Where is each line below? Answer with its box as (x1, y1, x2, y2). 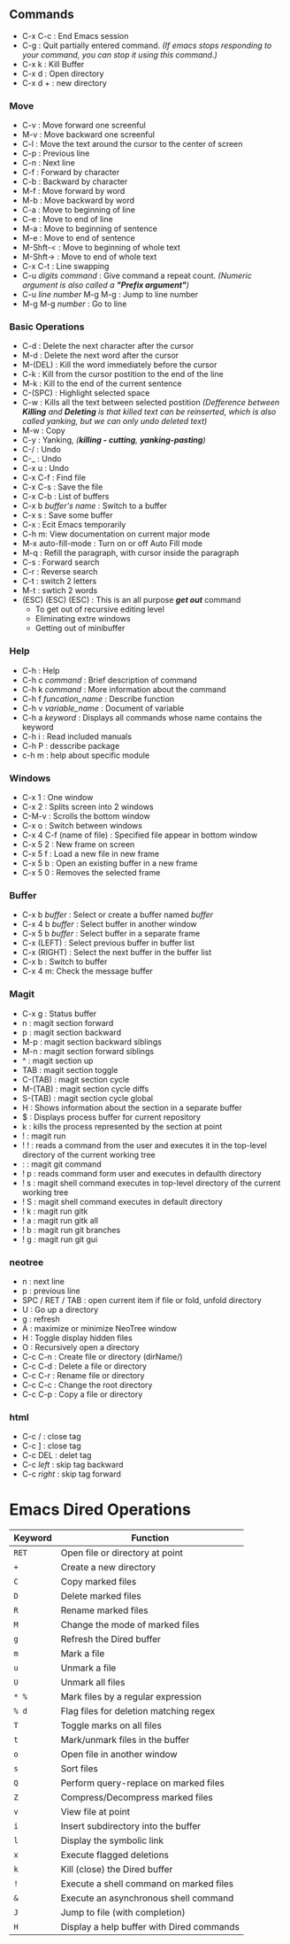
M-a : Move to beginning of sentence (21, 223, 157, 234)
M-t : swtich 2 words (21, 585, 98, 596)
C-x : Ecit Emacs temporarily (21, 520, 126, 530)
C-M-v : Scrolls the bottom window (21, 811, 150, 822)
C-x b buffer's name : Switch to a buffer (21, 500, 168, 512)
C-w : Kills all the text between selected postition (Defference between (21, 397, 280, 408)
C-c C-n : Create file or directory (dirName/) (21, 1351, 183, 1362)
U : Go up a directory (21, 1304, 99, 1315)
